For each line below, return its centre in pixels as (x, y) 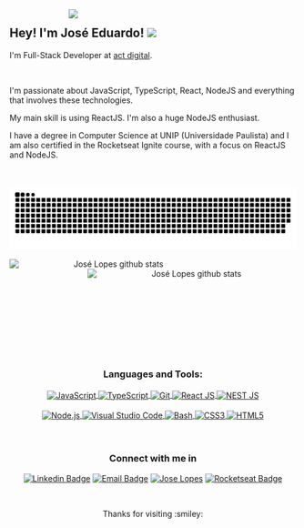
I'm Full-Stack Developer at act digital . (81, 55)
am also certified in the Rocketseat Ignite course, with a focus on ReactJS (148, 145)
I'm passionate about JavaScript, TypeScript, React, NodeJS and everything (152, 90)
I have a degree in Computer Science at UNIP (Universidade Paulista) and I (149, 135)
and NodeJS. (34, 155)
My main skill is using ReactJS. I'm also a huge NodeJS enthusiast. (135, 117)
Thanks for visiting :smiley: (153, 513)
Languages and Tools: (153, 374)
